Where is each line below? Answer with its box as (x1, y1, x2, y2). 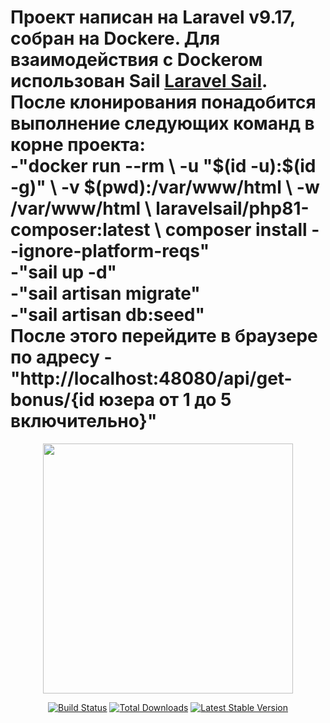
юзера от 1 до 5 (98, 389, 232, 411)
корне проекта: (10, 134, 146, 156)
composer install (164, 219, 308, 241)
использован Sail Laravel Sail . (10, 70, 268, 93)
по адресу (10, 346, 100, 369)
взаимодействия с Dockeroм (10, 49, 263, 71)
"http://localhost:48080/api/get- (10, 367, 293, 390)
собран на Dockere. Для (10, 27, 221, 50)
